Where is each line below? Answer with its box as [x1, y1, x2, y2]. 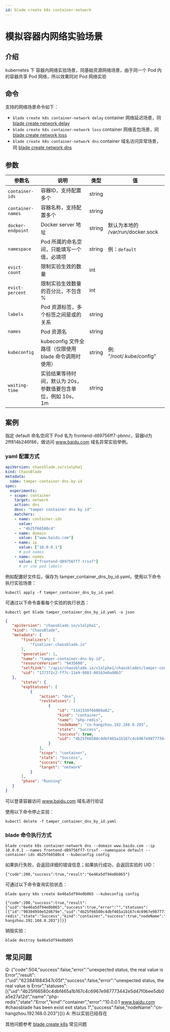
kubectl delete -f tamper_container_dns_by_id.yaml [5, 819, 116, 824]
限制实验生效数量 [40, 280, 82, 287]
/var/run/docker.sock [108, 229, 158, 236]
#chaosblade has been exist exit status [5, 1005, 87, 1011]
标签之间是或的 [46, 311, 82, 318]
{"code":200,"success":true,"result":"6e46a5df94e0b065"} [5, 872, 130, 877]
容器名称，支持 [40, 204, 77, 211]
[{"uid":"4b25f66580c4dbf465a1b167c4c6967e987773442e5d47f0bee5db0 [5, 988, 164, 994]
